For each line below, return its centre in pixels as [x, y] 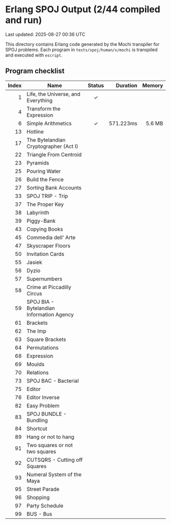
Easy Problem [43, 405]
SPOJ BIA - [40, 302]
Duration [126, 85]
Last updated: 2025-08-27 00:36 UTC [45, 34]
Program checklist [35, 71]
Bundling [37, 420]
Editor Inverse [43, 397]
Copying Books [45, 229]
